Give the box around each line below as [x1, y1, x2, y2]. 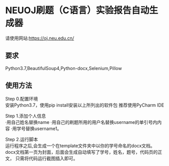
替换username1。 [25, 125, 62, 131]
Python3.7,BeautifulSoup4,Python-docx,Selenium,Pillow [5, 65, 122, 71]
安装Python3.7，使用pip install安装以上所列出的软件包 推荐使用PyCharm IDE [5, 102, 164, 108]
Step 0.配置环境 [5, 95, 38, 102]
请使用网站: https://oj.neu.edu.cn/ [5, 35, 75, 41]
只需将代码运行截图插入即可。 [15, 155, 78, 161]
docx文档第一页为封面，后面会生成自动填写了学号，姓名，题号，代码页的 [5, 149, 158, 155]
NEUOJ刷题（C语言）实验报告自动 [5, 5, 150, 16]
